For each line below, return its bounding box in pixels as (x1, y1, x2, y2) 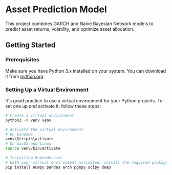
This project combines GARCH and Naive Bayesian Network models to (5, 20, 154, 27)
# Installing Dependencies (5, 155, 63, 161)
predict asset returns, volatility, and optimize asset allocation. (5, 26, 135, 32)
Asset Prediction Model (5, 4, 107, 15)
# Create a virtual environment (5, 113, 74, 118)
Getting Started (5, 41, 56, 50)
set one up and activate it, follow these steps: (5, 103, 101, 109)
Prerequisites (5, 56, 39, 63)
